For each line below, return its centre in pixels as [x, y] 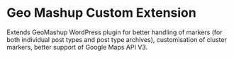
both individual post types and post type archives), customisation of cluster [117, 39]
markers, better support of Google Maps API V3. [77, 47]
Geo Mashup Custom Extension [101, 13]
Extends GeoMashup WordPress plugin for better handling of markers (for [115, 32]
